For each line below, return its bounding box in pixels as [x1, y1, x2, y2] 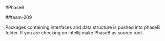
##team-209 [5, 14, 32, 20]
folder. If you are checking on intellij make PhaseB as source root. [5, 30, 143, 35]
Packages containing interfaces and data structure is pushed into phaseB [5, 24, 160, 30]
